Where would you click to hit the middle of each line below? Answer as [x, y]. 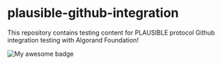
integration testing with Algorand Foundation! [73, 40]
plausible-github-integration [93, 13]
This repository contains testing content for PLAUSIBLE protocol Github [111, 32]
